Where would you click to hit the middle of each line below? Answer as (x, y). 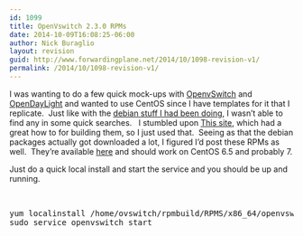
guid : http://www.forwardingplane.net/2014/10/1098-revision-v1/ (134, 60)
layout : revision (42, 52)
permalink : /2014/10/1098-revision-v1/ (84, 69)
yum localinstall (47, 213)
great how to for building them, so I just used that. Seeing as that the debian (151, 132)
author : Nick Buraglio (52, 43)
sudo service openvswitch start (81, 222)
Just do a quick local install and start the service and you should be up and (149, 169)
